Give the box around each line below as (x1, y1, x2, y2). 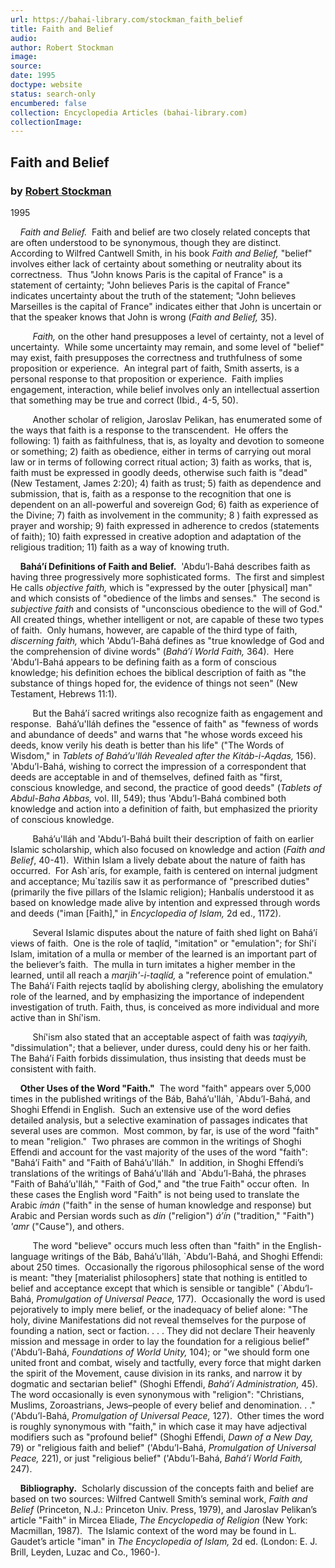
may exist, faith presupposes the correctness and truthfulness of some (10, 351, 303, 363)
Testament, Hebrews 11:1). (10, 687, 118, 700)
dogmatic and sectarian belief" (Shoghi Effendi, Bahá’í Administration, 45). (10, 1377, 318, 1390)
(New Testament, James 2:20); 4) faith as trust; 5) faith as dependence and (10, 477, 322, 489)
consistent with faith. (10, 1062, 97, 1075)
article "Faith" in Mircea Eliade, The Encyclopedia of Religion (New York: (10, 1514, 308, 1526)
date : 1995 (10, 71, 56, 81)
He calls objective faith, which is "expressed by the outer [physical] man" (10, 581, 313, 593)
